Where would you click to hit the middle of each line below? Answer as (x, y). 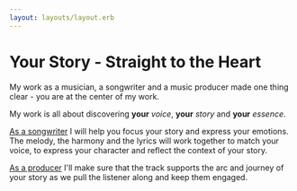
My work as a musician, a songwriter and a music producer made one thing (149, 87)
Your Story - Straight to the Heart (135, 61)
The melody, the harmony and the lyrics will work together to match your (144, 141)
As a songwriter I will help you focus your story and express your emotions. (149, 131)
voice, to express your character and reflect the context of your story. (139, 150)
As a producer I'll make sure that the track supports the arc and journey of (147, 168)
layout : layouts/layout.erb (62, 17)
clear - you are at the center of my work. (85, 96)
